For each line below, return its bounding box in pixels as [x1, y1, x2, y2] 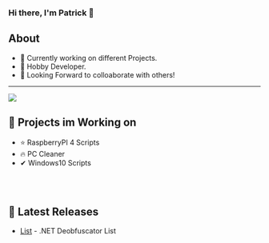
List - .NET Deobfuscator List [19, 226, 116, 236]
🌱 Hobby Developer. [19, 62, 86, 71]
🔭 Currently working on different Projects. [19, 53, 158, 62]
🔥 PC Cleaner [19, 149, 66, 158]
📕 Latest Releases [8, 205, 98, 218]
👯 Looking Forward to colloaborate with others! [19, 70, 175, 79]
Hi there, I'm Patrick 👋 [8, 7, 94, 18]
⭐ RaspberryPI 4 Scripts [19, 137, 100, 147]
